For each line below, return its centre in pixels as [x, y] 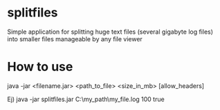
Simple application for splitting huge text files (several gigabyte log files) [110, 32]
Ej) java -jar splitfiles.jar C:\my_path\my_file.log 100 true [86, 99]
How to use [40, 67]
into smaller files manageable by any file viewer [75, 38]
